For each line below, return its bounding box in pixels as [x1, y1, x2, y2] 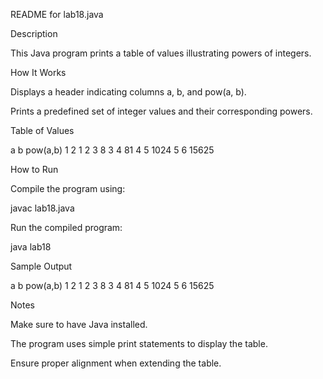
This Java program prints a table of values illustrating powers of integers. [10, 47, 312, 59]
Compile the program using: [10, 183, 126, 194]
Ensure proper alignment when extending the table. [10, 357, 222, 369]
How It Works [10, 67, 67, 78]
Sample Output [10, 260, 73, 272]
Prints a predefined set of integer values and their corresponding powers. [10, 105, 313, 117]
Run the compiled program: [10, 222, 123, 233]
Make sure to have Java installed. [10, 319, 148, 330]
